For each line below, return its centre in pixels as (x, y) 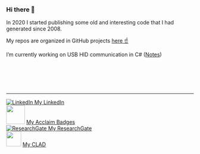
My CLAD (34, 144)
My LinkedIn (49, 102)
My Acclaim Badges (51, 122)
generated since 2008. (34, 29)
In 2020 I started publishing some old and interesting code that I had (90, 23)
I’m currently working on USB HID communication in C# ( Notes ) (84, 55)
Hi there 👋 (21, 10)
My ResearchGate (70, 128)
